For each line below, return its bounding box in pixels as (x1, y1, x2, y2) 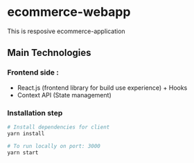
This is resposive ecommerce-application (7, 27, 126, 35)
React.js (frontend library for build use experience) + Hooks (17, 84, 188, 92)
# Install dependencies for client (7, 124, 110, 131)
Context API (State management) (17, 90, 112, 99)
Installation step (7, 108, 63, 117)
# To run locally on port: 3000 (7, 142, 100, 149)
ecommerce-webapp (7, 4, 131, 20)
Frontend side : (7, 68, 59, 77)
